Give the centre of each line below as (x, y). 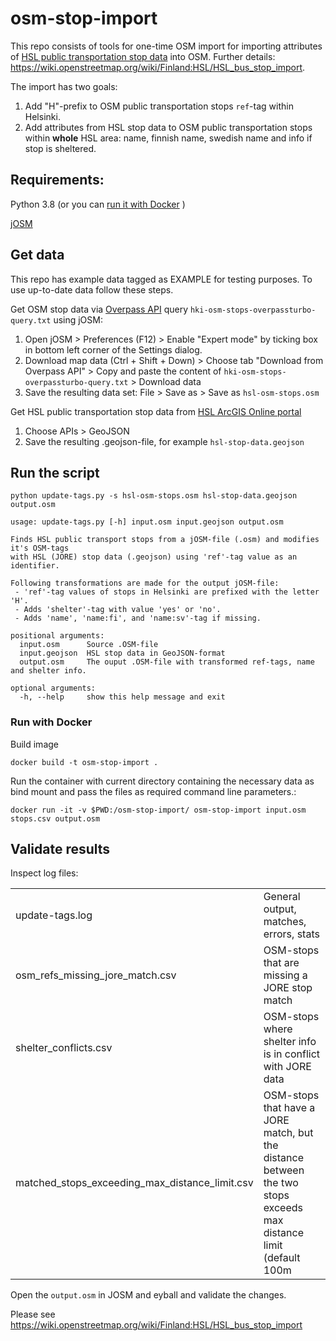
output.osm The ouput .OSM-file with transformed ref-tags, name (167, 662)
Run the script (55, 472)
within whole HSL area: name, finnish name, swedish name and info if (168, 138)
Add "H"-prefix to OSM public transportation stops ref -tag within (159, 106)
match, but (288, 1133)
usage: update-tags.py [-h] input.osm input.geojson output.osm (147, 522)
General (282, 897)
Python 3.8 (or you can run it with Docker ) (98, 204)
